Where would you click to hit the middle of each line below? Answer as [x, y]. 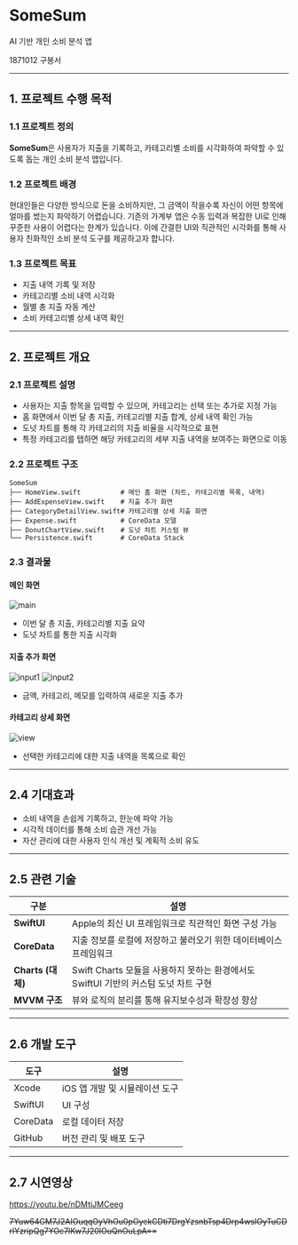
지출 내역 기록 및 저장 [59, 284]
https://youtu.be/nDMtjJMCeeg [67, 1204]
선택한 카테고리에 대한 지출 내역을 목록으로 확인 [104, 755]
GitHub [28, 1138]
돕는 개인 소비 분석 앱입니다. [74, 159]
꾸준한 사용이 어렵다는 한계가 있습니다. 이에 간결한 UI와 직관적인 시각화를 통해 [143, 227]
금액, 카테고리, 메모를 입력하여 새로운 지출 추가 [102, 695]
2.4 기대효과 [42, 795]
